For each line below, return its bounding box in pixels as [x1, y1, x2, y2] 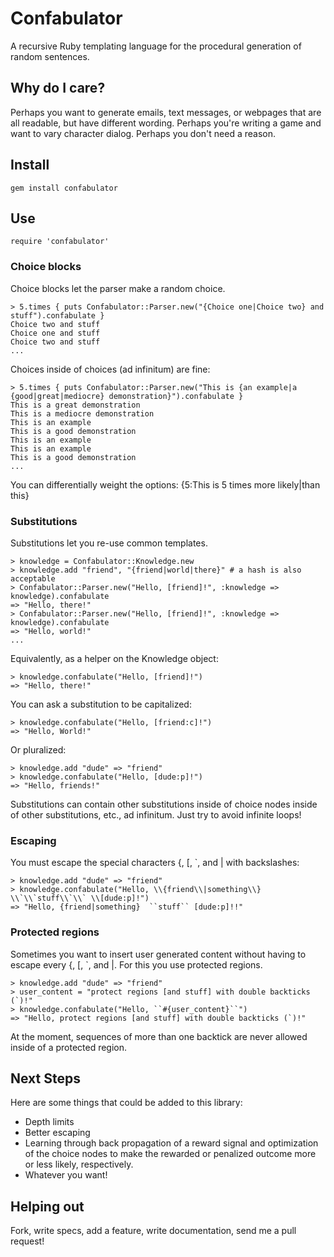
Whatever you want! [24, 1169, 108, 1181]
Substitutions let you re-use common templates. [10, 537, 208, 549]
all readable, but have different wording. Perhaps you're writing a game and [10, 117, 322, 129]
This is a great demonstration [10, 400, 141, 410]
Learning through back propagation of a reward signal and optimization [24, 1137, 319, 1149]
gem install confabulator [10, 183, 118, 193]
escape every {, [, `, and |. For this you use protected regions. [10, 958, 263, 971]
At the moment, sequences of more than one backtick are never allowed [10, 1030, 308, 1042]
